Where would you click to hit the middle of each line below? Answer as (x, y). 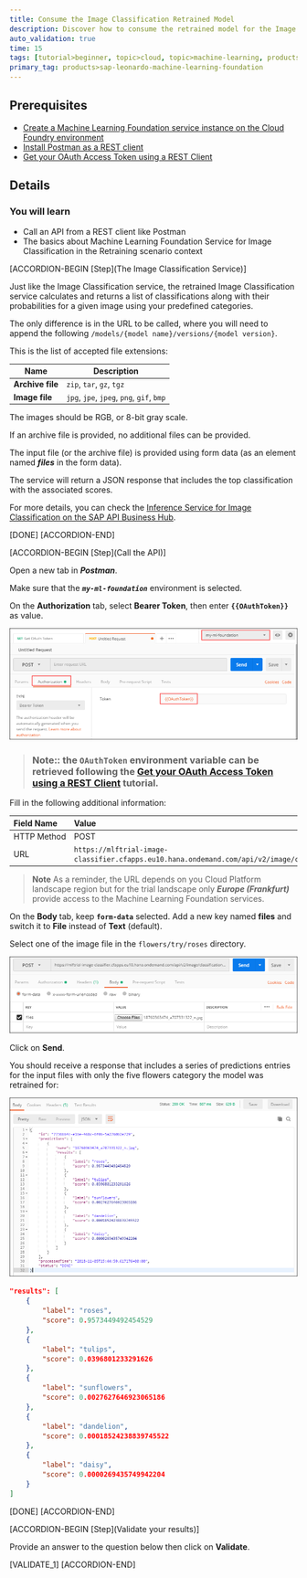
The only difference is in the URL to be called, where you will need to (139, 323)
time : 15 (26, 48)
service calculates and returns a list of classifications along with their (139, 296)
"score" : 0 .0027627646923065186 (104, 1398)
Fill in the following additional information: (88, 803)
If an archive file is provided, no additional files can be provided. (130, 435)
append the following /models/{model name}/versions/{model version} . (143, 333)
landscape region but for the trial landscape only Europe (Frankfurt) (160, 889)
